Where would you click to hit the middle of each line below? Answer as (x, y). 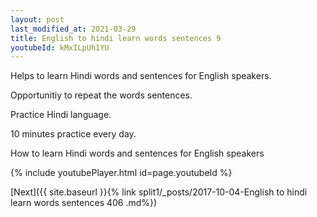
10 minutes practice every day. (73, 134)
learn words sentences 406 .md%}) (84, 203)
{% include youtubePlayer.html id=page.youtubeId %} (121, 173)
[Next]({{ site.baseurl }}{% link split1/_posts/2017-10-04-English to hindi (159, 192)
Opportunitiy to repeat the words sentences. (101, 95)
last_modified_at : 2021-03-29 (73, 29)
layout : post (37, 19)
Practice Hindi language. (61, 115)
